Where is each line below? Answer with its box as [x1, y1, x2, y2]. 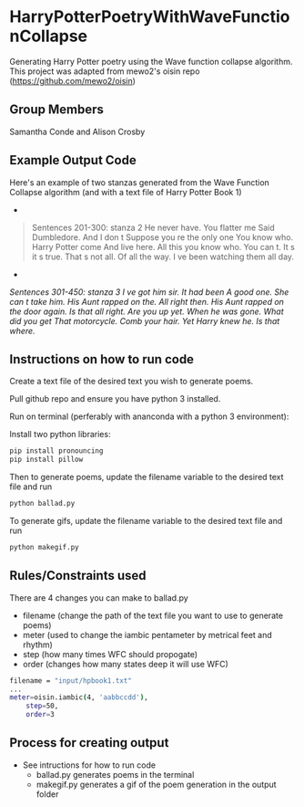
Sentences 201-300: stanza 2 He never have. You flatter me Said [31, 222, 275, 233]
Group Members [9, 102, 105, 118]
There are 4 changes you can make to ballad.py [9, 592, 188, 603]
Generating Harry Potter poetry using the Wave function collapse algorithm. [9, 56, 293, 67]
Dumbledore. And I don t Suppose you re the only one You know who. [31, 231, 294, 243]
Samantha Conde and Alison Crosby [9, 126, 146, 137]
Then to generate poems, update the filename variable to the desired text [9, 472, 284, 483]
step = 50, [25, 701, 59, 711]
